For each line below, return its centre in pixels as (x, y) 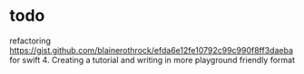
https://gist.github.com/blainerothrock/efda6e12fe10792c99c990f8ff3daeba (151, 50)
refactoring (30, 41)
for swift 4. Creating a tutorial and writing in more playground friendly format (152, 60)
